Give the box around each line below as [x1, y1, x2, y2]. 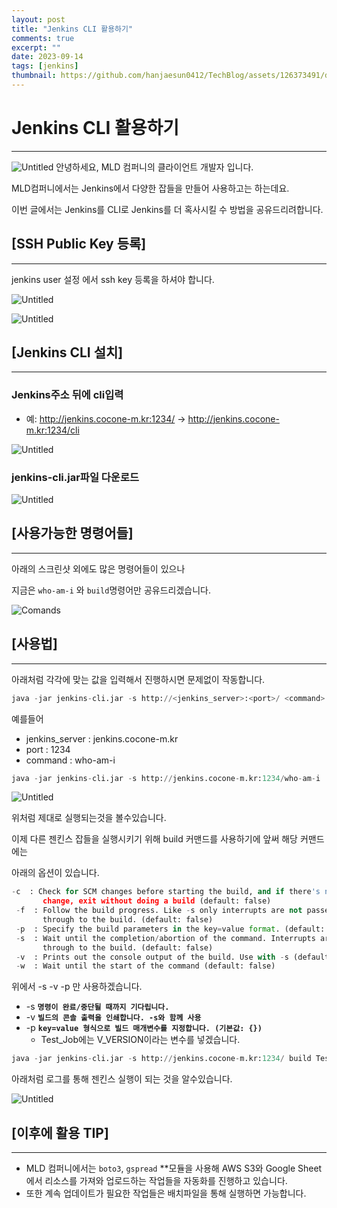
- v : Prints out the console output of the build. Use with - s [15, 952, 289, 962]
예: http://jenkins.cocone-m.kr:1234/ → [25, 412, 186, 425]
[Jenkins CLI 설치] [11, 344, 124, 361]
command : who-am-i [25, 754, 116, 766]
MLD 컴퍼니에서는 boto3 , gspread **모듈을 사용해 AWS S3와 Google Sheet [25, 1162, 323, 1174]
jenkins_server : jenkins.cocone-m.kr [25, 732, 179, 745]
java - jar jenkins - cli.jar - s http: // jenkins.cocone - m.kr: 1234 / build [11, 1054, 312, 1064]
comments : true [11, 33, 75, 43]
